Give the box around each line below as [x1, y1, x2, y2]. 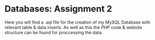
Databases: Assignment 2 [4, 3, 112, 14]
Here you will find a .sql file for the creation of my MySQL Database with [4, 19, 151, 25]
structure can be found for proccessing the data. [4, 29, 103, 35]
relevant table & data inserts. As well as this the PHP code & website [4, 24, 143, 30]
